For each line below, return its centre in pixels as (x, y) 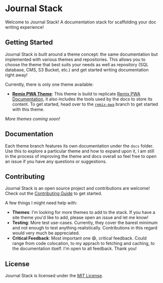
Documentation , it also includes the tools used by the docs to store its (82, 99)
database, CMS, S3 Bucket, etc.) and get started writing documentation (77, 70)
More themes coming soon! (33, 119)
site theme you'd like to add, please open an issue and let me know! (80, 218)
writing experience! (24, 27)
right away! (16, 75)
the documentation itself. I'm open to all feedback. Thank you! (74, 248)
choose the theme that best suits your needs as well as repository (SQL (77, 64)
